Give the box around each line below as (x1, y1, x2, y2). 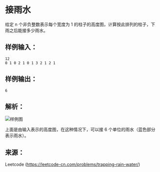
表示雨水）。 (5, 133, 29, 138)
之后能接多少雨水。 (9, 27, 48, 33)
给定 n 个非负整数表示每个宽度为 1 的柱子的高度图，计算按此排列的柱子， (5, 21, 151, 27)
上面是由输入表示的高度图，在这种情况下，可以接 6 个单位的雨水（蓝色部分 (5, 127, 156, 133)
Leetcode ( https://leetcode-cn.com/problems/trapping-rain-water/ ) (5, 161, 140, 168)
